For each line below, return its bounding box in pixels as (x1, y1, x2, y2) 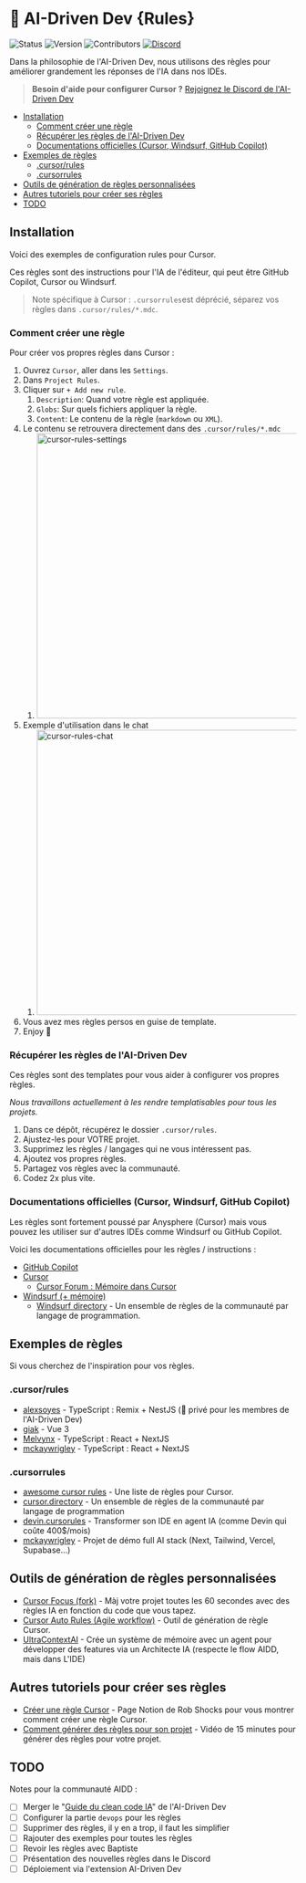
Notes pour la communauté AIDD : (9, 1784, 138, 1794)
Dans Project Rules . (22, 374, 100, 386)
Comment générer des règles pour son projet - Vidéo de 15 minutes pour (22, 1723, 296, 1734)
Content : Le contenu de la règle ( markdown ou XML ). (36, 413, 223, 424)
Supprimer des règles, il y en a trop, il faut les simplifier (22, 1822, 230, 1833)
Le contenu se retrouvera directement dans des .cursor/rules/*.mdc (22, 424, 281, 434)
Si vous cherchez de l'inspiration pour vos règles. (9, 1360, 195, 1372)
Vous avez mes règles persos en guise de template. (22, 1017, 217, 1028)
